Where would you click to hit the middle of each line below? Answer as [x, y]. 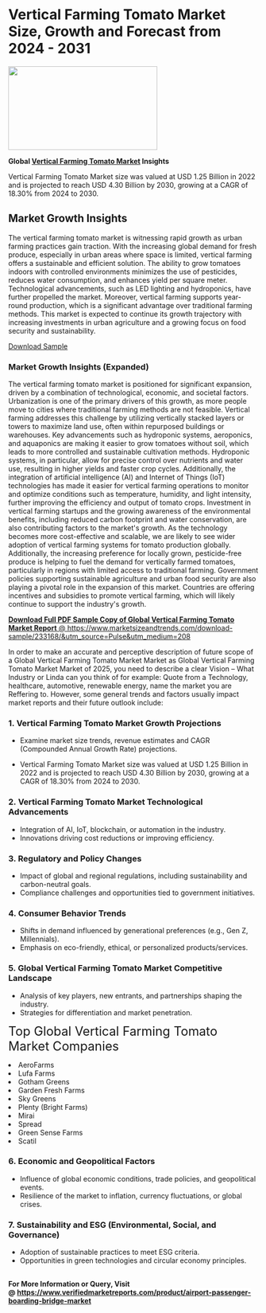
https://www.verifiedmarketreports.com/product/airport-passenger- [134, 1292]
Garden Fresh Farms [52, 1090]
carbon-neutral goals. [55, 884]
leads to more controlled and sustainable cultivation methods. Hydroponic [129, 452]
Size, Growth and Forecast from [115, 31]
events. [32, 1187]
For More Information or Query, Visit [69, 1284]
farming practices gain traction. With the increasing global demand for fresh [132, 246]
